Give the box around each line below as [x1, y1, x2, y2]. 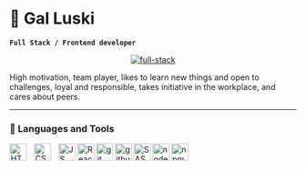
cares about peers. [9, 91, 80, 102]
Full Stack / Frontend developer [9, 38, 137, 47]
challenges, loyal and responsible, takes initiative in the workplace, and [9, 81, 276, 92]
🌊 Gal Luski [9, 8, 96, 29]
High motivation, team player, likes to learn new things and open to [9, 72, 260, 83]
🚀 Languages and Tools [9, 122, 115, 135]
